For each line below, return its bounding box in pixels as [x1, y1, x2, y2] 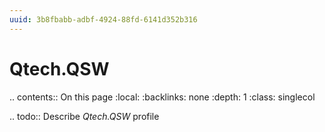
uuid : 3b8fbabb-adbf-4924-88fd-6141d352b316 [9, 14, 198, 25]
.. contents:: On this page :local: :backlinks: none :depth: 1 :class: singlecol [9, 91, 316, 103]
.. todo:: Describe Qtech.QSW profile [9, 110, 160, 122]
